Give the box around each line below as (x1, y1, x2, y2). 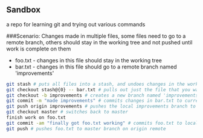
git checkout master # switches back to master (6, 109, 129, 115)
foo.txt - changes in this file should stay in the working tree (14, 56, 162, 64)
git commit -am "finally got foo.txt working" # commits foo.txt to (6, 120, 182, 126)
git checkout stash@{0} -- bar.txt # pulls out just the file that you (6, 86, 190, 92)
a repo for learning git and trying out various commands (6, 20, 146, 28)
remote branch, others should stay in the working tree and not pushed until (6, 38, 193, 46)
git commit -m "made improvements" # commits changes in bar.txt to (6, 98, 182, 104)
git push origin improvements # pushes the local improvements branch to (6, 103, 196, 110)
